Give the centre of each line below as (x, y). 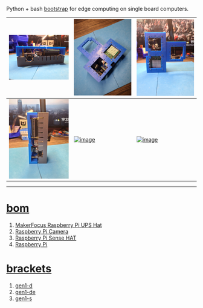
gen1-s (23, 298)
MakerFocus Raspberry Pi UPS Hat (58, 225)
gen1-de (25, 292)
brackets (29, 269)
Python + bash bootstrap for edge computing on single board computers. (98, 9)
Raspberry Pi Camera (41, 232)
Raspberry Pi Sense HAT (46, 238)
